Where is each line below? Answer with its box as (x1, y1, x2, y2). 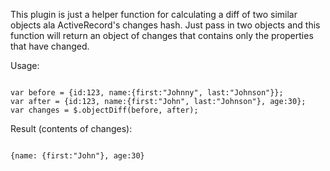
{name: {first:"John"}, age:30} (10, 151, 145, 161)
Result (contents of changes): (10, 123, 133, 134)
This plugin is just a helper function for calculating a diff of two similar (10, 9, 298, 20)
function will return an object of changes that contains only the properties (10, 30, 314, 41)
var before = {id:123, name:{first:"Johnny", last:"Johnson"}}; (10, 88, 284, 98)
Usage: (10, 60, 40, 71)
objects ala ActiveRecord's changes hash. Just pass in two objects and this (10, 19, 321, 31)
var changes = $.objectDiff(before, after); (10, 105, 199, 115)
